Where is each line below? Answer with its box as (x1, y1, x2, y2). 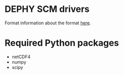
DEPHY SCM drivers (4, 3, 90, 15)
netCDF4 (11, 54, 31, 60)
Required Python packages (4, 37, 119, 49)
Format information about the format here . (4, 20, 91, 26)
